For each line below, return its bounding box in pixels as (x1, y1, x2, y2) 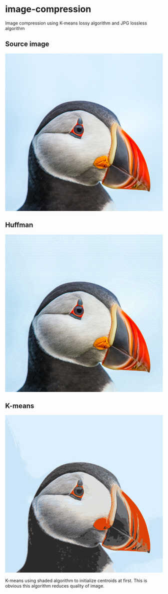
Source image (5, 40, 49, 48)
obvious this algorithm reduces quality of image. (5, 583, 105, 589)
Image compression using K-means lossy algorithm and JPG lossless (5, 20, 147, 26)
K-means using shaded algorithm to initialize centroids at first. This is (5, 577, 147, 583)
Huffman (5, 221, 33, 229)
